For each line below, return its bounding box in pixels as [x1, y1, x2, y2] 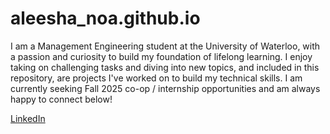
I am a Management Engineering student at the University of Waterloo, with [10, 40, 321, 52]
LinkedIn [10, 112, 46, 124]
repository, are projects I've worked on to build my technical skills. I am [10, 72, 303, 84]
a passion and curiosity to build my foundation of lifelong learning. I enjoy [10, 50, 313, 62]
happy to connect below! [10, 93, 113, 105]
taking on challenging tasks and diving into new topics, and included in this [10, 61, 320, 73]
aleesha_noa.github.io [10, 7, 201, 30]
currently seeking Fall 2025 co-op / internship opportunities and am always [10, 82, 321, 94]
